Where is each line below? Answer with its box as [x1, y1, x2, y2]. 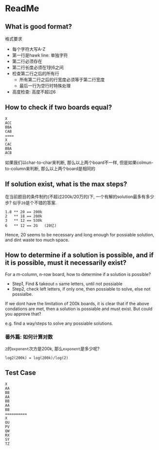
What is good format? [5, 22, 72, 31]
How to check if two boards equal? [5, 103, 112, 112]
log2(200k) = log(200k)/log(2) [5, 355, 69, 360]
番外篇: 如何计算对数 [5, 333, 53, 340]
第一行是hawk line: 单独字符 [12, 52, 68, 58]
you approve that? [5, 311, 41, 317]
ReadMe [5, 3, 39, 14]
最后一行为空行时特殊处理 [19, 83, 71, 88]
